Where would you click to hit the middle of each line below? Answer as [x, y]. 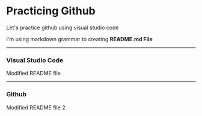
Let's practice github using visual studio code [63, 28]
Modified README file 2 [36, 107]
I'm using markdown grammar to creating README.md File [79, 39]
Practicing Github [51, 11]
